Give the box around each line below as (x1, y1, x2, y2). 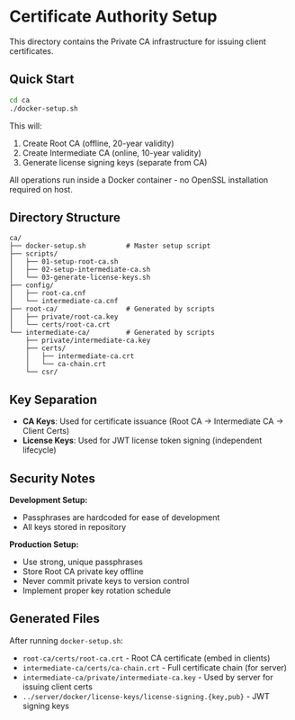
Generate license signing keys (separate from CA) (22, 157, 208, 167)
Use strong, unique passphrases (22, 556, 144, 567)
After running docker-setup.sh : (9, 634, 123, 645)
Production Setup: (9, 538, 79, 550)
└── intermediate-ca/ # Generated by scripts (9, 328, 216, 337)
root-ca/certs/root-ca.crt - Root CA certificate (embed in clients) (22, 652, 271, 663)
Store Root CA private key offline (22, 565, 144, 577)
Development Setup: (9, 494, 88, 505)
